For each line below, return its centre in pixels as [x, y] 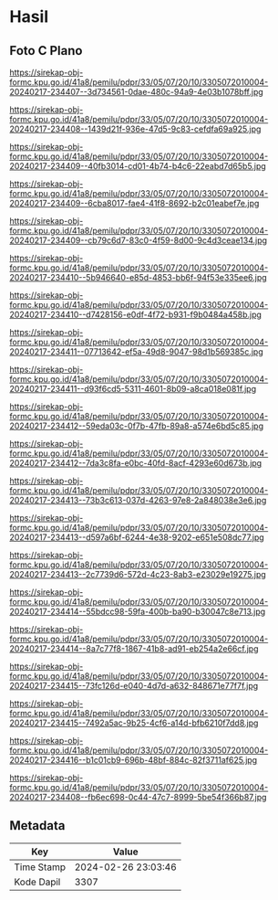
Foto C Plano [46, 51]
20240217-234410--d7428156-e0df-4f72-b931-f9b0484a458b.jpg [136, 314]
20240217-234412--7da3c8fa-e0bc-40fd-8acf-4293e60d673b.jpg [136, 463]
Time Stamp [40, 867]
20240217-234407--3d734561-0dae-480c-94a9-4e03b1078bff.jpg [137, 92]
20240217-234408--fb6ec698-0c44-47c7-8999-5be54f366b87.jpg [138, 797]
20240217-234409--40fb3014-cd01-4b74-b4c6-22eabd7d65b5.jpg [138, 166]
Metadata [37, 826]
